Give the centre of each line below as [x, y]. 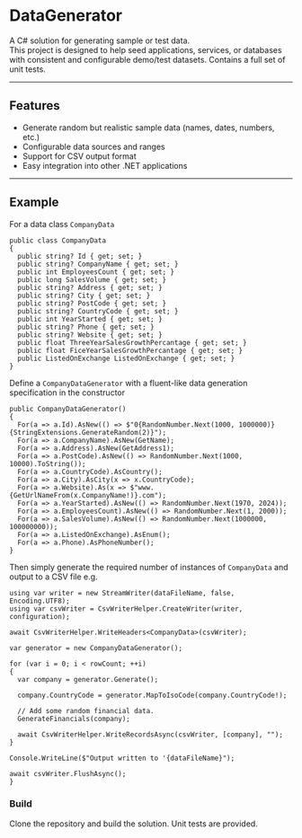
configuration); [40, 616]
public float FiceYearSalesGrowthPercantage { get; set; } [130, 350]
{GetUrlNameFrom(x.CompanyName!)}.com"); [88, 495]
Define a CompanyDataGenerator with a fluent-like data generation [129, 383]
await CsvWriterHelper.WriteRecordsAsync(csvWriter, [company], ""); [150, 734]
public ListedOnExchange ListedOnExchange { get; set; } [126, 358]
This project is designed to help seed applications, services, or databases [146, 49]
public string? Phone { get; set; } [86, 327]
